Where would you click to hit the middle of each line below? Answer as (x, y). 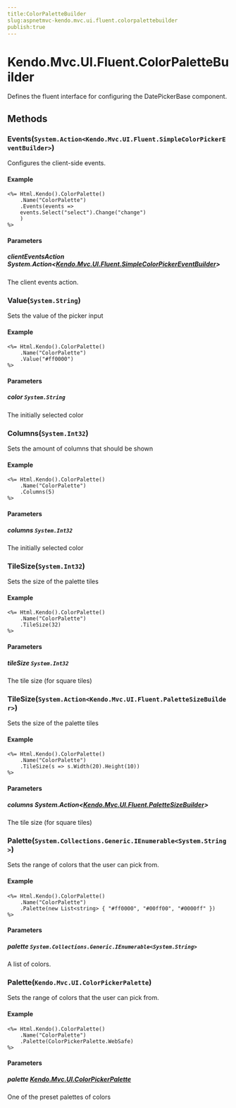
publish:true (26, 27)
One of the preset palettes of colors (59, 1097)
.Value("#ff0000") (47, 359)
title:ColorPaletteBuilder (47, 14)
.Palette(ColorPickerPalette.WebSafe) (77, 1041)
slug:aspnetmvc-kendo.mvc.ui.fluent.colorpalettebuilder (93, 20)
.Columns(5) (37, 492)
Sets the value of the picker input (55, 316)
